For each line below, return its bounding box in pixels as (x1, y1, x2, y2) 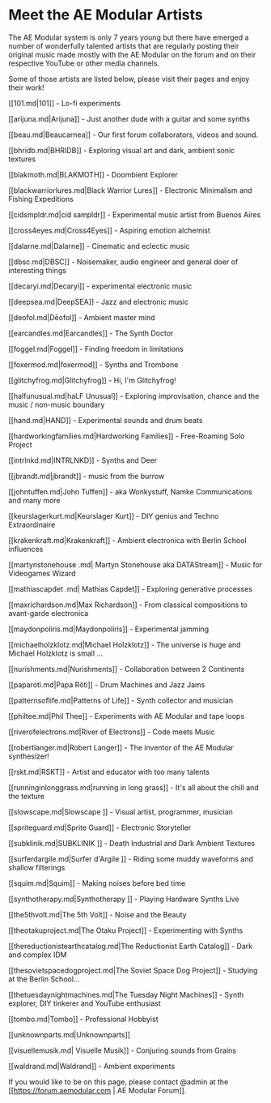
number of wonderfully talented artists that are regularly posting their (8, 41, 239, 50)
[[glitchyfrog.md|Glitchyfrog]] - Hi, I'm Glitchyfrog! (8, 375, 176, 385)
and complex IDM (8, 950, 67, 960)
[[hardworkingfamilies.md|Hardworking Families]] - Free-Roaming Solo (8, 431, 245, 441)
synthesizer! (8, 751, 50, 761)
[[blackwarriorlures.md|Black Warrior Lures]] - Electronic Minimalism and (8, 185, 252, 195)
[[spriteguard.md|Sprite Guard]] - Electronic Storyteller (8, 823, 192, 832)
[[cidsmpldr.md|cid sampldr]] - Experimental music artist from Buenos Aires (8, 209, 261, 220)
